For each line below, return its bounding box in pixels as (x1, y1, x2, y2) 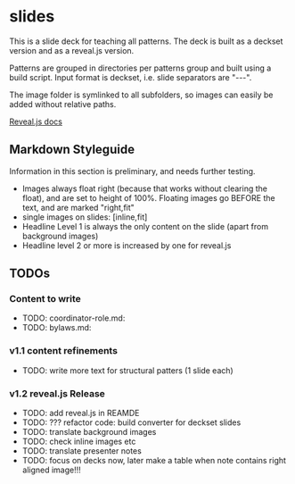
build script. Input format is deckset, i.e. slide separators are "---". (9, 71, 252, 82)
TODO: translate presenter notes (21, 446, 143, 456)
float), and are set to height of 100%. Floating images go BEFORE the (21, 192, 275, 203)
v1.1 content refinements (9, 345, 119, 357)
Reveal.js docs (9, 116, 62, 127)
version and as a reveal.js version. (9, 45, 135, 55)
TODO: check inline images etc (21, 436, 136, 447)
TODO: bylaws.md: (21, 322, 92, 333)
